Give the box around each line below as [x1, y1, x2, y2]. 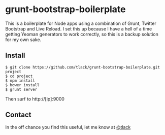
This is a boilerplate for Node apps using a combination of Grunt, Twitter [5, 20, 156, 26]
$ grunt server [5, 87, 38, 92]
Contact [5, 111, 31, 119]
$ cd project [5, 74, 33, 79]
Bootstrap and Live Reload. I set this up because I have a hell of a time [5, 25, 152, 31]
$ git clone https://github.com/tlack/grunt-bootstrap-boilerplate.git [5, 64, 160, 70]
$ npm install [5, 78, 36, 83]
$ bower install [5, 82, 40, 87]
